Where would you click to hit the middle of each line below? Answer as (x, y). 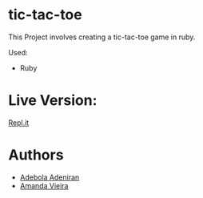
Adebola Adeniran (50, 177)
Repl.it (19, 123)
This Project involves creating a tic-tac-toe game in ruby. (102, 37)
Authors (36, 155)
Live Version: (53, 101)
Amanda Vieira (44, 185)
